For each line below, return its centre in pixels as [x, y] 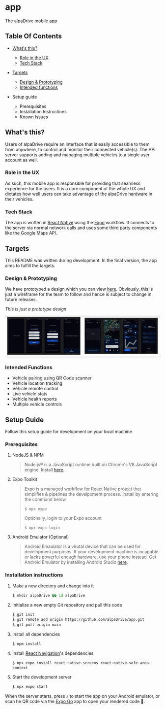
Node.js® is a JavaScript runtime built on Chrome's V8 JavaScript [91, 465]
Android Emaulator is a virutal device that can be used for [82, 546]
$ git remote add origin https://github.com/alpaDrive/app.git [78, 620]
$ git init [23, 614]
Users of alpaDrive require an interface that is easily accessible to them [77, 144]
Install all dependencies [36, 634]
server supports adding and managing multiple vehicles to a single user [77, 155]
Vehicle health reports [35, 399]
